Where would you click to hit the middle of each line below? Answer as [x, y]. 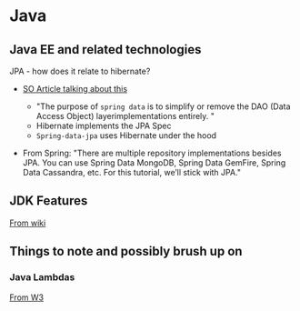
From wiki [28, 223]
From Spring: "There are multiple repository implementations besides [152, 153]
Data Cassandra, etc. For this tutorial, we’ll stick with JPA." [132, 172]
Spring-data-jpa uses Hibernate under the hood [126, 135]
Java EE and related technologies [105, 50]
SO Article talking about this [75, 89]
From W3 [26, 297]
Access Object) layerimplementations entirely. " [125, 116]
